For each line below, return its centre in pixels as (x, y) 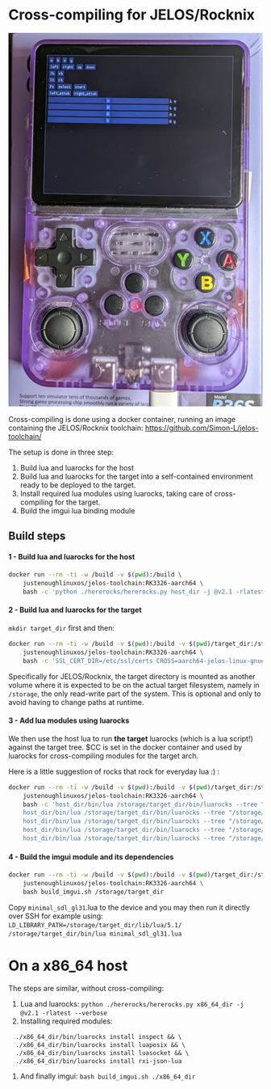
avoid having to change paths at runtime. (76, 702)
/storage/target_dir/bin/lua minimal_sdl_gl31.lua (95, 934)
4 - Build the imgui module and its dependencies (91, 857)
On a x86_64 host (68, 966)
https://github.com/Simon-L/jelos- (202, 428)
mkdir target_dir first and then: (62, 628)
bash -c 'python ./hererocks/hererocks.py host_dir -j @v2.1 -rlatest (144, 592)
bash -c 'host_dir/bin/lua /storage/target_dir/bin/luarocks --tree (140, 804)
